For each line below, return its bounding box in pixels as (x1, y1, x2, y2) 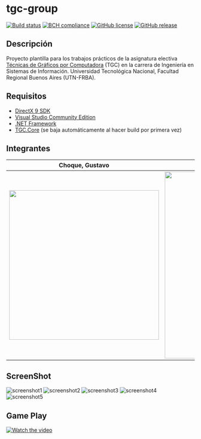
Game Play (6, 410, 47, 420)
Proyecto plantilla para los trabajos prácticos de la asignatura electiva (6, 54, 178, 62)
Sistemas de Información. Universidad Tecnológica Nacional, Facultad (6, 68, 179, 75)
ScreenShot (6, 371, 51, 381)
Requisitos (6, 92, 47, 102)
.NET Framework (14, 120, 57, 127)
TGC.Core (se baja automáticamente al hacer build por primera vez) (14, 126, 182, 133)
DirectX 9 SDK (14, 107, 51, 114)
